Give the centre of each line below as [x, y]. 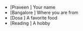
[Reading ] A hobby [30, 23]
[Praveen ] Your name [32, 7]
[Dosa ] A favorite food [34, 18]
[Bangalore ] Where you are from [44, 12]
